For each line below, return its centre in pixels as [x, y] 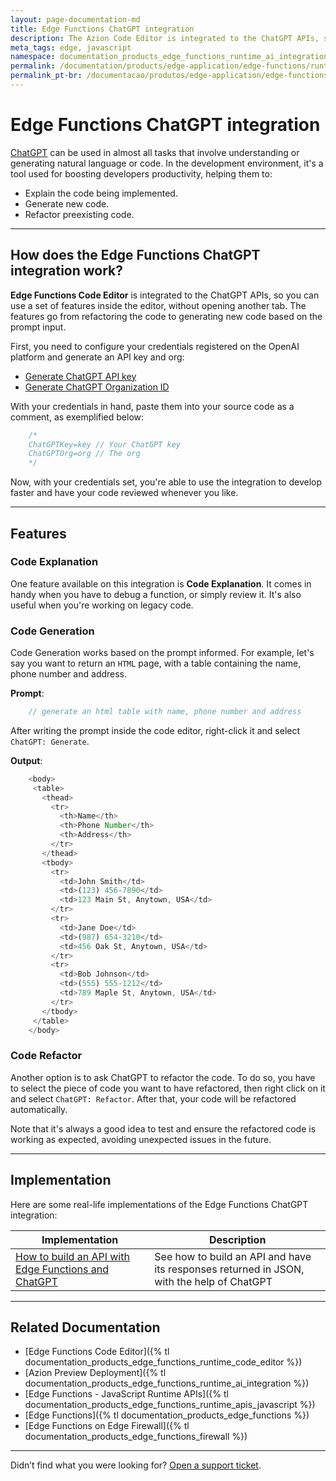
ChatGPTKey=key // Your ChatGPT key [105, 444]
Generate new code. [67, 203]
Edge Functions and [62, 1269]
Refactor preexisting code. [79, 214]
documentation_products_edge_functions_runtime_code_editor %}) [163, 1362]
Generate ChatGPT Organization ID [97, 387]
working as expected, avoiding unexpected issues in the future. [141, 1139]
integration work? [67, 271]
